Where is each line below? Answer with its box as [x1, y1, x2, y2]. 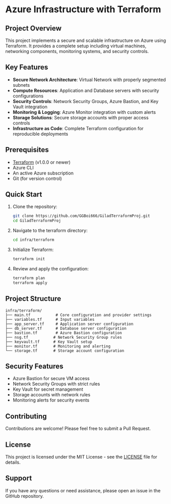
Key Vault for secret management [12, 386, 83, 392]
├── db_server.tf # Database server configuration [5, 325, 127, 331]
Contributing [5, 412, 47, 420]
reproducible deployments [12, 131, 68, 137]
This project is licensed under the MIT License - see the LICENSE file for [5, 453, 157, 460]
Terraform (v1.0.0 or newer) [12, 159, 71, 165]
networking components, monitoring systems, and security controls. [5, 48, 149, 54]
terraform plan [12, 275, 45, 281]
